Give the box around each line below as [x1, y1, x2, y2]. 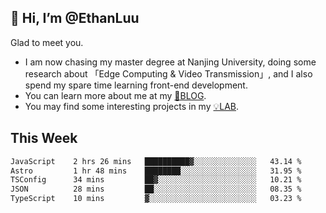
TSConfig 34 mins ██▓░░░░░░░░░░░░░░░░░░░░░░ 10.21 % [10, 175, 302, 185]
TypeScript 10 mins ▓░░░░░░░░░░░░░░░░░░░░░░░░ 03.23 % [10, 194, 302, 204]
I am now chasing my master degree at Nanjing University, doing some [24, 56, 317, 68]
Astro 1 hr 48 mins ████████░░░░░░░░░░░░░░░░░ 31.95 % [10, 166, 302, 176]
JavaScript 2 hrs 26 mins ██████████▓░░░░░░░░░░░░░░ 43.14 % [10, 156, 302, 166]
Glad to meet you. [10, 36, 84, 48]
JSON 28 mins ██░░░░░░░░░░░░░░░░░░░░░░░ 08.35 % [10, 184, 302, 195]
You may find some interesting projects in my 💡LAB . [24, 100, 240, 112]
